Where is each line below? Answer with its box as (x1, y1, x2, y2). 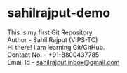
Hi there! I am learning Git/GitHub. (7, 43, 105, 51)
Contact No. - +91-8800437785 (7, 51, 100, 59)
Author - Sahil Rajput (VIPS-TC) (7, 35, 98, 44)
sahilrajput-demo (7, 5, 111, 21)
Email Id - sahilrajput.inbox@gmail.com (7, 58, 120, 66)
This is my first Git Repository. (7, 28, 95, 36)
